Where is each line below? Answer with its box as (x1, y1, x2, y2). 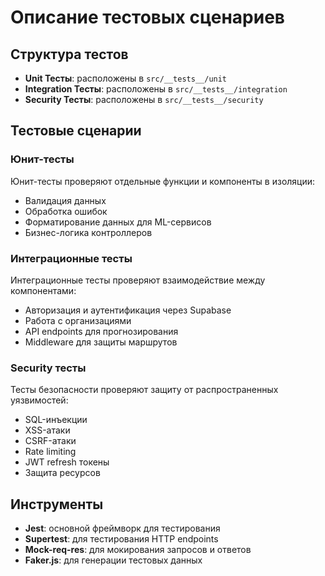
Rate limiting (24, 446, 77, 458)
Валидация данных (24, 194, 107, 206)
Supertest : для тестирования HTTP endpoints (24, 533, 219, 545)
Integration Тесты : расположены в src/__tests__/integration (24, 83, 288, 95)
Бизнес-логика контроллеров (24, 226, 153, 238)
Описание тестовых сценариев (10, 6, 285, 29)
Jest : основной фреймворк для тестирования (24, 522, 221, 535)
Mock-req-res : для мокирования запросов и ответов (24, 544, 252, 556)
